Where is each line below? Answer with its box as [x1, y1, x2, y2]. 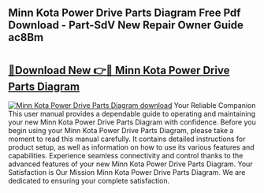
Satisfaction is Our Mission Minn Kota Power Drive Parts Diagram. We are [8, 168, 246, 176]
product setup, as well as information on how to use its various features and [8, 143, 255, 152]
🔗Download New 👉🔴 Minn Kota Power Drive [8, 63, 230, 77]
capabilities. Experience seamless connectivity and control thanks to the [8, 151, 244, 160]
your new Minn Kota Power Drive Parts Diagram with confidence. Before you [8, 117, 256, 127]
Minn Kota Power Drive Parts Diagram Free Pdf [8, 6, 241, 20]
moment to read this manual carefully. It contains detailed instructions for [8, 134, 246, 143]
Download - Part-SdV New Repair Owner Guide [8, 19, 244, 32]
